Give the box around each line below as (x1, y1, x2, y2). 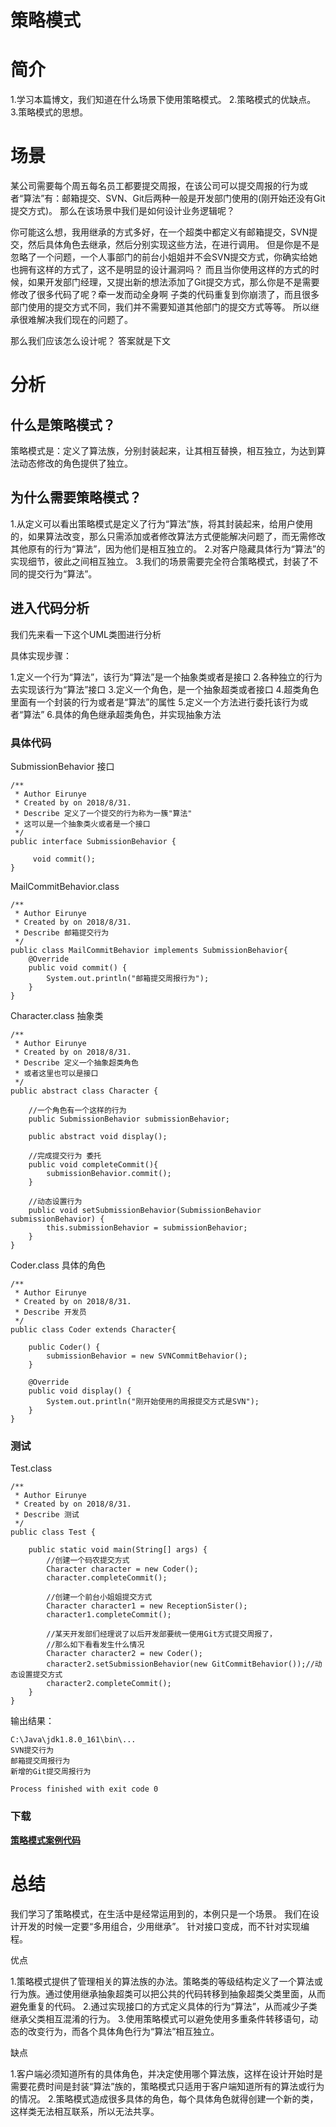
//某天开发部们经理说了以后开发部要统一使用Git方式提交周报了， (46, 1629, 278, 1640)
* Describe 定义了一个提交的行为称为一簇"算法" (14, 808, 193, 818)
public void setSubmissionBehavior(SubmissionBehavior (28, 1205, 262, 1215)
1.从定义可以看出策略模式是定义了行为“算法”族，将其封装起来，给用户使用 (10, 517, 314, 530)
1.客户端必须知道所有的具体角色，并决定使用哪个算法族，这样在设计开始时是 (10, 2067, 323, 2080)
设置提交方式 (17, 1670, 63, 1680)
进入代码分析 (10, 600, 90, 617)
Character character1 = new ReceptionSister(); (46, 1601, 248, 1611)
